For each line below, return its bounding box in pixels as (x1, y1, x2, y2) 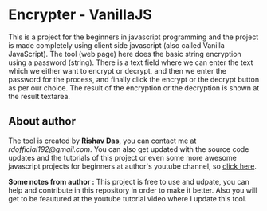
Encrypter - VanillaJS (8, 6, 153, 24)
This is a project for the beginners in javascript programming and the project (8, 32, 259, 42)
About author (8, 114, 77, 129)
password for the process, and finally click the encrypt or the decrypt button (8, 74, 260, 84)
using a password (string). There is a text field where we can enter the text (8, 58, 253, 67)
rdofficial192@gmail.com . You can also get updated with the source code (8, 144, 249, 153)
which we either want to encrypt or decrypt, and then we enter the (8, 66, 227, 75)
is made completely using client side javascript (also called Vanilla (8, 40, 225, 50)
